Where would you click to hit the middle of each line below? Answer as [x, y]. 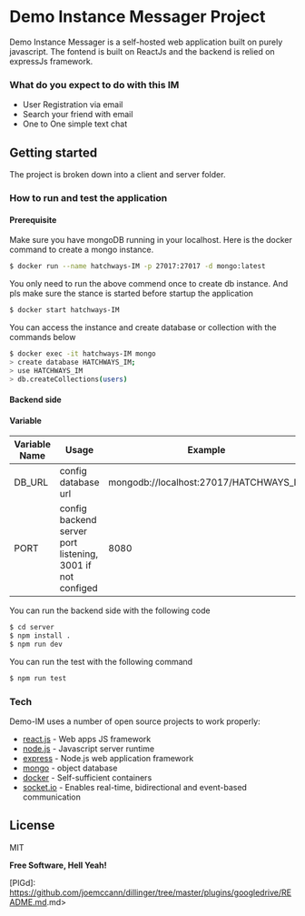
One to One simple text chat [75, 124]
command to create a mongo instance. [82, 250]
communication [52, 797]
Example [207, 450]
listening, [79, 554]
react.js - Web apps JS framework [87, 740]
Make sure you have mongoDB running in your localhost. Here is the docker [151, 240]
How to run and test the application [89, 197]
